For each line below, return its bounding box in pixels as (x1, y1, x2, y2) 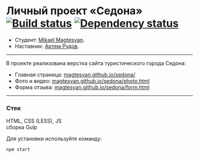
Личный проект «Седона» (6, 4, 143, 18)
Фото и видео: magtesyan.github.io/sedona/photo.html (14, 77, 150, 84)
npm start (6, 147, 31, 153)
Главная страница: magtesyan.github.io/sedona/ (14, 71, 136, 78)
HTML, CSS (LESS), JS (6, 117, 62, 125)
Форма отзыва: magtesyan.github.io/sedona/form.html (14, 83, 150, 91)
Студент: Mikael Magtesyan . (14, 36, 85, 43)
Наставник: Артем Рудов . (14, 43, 79, 50)
